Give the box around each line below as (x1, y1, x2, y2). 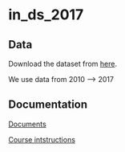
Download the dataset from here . (8, 59, 118, 68)
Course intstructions (8, 134, 76, 144)
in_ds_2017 (8, 6, 84, 24)
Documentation (8, 98, 88, 112)
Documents (8, 119, 46, 129)
